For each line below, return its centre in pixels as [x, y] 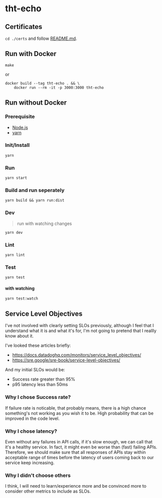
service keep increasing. [30, 463]
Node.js [20, 127]
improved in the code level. [32, 418]
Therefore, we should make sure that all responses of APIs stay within [75, 452]
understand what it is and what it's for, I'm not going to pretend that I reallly [81, 331]
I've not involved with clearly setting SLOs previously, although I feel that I [80, 326]
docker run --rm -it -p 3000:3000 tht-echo [59, 87]
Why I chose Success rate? [38, 397]
